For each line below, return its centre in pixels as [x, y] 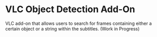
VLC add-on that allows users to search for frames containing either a [78, 23]
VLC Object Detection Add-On [70, 9]
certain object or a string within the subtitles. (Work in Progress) [73, 28]
